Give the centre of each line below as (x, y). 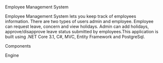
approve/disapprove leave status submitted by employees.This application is (82, 31)
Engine (12, 55)
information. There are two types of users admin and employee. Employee (79, 21)
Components (18, 46)
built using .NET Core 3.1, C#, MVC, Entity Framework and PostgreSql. (75, 37)
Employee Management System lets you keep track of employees (71, 16)
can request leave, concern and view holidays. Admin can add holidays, (77, 26)
